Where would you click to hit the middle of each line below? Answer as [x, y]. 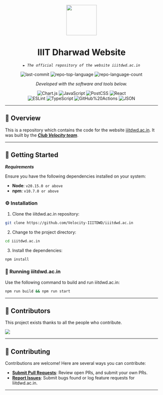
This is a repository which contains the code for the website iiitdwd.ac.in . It [80, 130]
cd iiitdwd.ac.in [23, 241]
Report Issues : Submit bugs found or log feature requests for [73, 378]
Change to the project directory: [44, 232]
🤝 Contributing [28, 351]
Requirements [19, 167]
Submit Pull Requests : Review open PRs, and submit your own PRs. [80, 373]
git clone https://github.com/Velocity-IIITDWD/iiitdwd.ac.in [69, 223]
